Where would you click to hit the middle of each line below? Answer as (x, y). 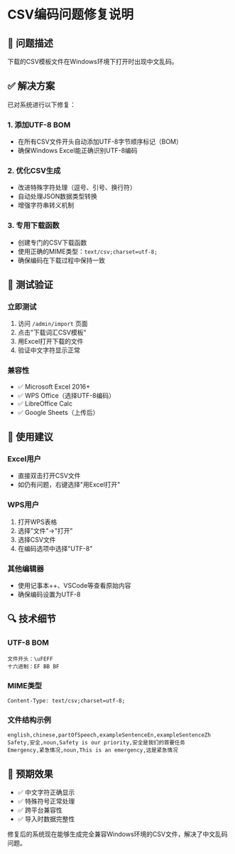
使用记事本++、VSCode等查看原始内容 (74, 585)
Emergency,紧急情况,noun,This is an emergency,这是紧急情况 (93, 750)
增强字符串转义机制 (46, 205)
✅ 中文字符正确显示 (46, 792)
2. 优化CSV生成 (34, 171)
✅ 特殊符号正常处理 (46, 801)
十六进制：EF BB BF (33, 666)
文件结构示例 (29, 719)
